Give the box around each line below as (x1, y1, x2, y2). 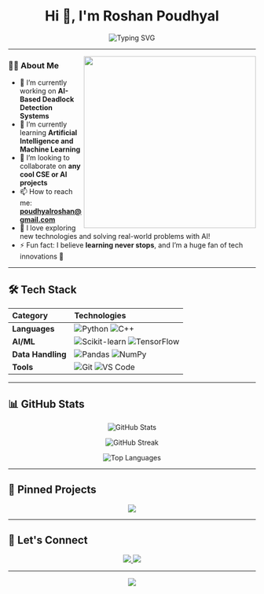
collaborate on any (19, 161, 81, 171)
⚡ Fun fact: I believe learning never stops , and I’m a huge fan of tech (19, 240, 244, 250)
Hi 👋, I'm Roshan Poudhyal (44, 7, 220, 25)
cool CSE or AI (19, 170, 68, 179)
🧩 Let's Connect (8, 533, 88, 547)
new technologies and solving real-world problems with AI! (19, 232, 211, 241)
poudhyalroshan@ (19, 207, 82, 216)
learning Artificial (19, 128, 78, 137)
